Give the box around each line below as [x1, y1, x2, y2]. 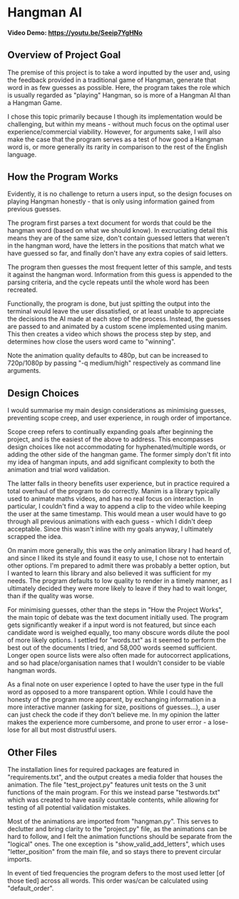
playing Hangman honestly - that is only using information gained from [7, 197, 215, 206]
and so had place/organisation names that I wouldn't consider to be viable [7, 658, 225, 668]
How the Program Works [7, 171, 119, 183]
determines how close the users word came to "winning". [7, 337, 176, 346]
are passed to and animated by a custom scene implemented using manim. [7, 322, 228, 331]
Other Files [7, 746, 58, 758]
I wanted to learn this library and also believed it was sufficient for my [7, 569, 212, 578]
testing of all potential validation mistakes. [7, 803, 131, 812]
